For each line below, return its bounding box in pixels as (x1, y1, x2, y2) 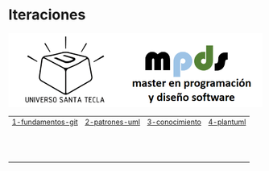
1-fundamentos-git (11, 117, 78, 127)
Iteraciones (8, 6, 86, 24)
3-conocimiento (147, 117, 201, 127)
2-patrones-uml (84, 117, 141, 127)
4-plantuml (208, 117, 246, 127)
